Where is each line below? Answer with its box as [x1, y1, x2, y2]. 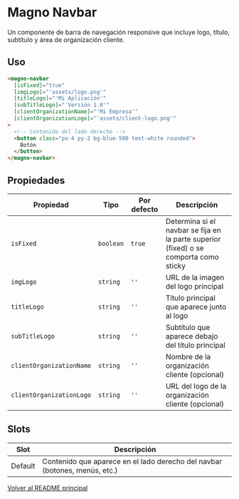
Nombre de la [165, 351, 211, 361]
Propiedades [7, 174, 65, 186]
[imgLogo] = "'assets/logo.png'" [14, 88, 107, 96]
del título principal [165, 340, 225, 350]
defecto [131, 204, 159, 214]
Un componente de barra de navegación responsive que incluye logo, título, [7, 28, 230, 36]
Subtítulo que [165, 322, 211, 332]
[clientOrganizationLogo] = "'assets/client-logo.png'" [14, 115, 176, 122]
